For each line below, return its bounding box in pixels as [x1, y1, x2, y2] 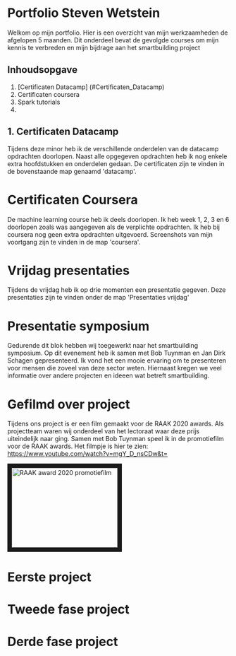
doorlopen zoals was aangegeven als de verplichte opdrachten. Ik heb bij [7, 223, 221, 231]
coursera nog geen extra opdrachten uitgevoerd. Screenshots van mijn [7, 230, 213, 238]
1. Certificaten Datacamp [7, 126, 119, 138]
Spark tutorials [17, 98, 61, 106]
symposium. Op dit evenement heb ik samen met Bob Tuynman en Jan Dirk [7, 348, 226, 358]
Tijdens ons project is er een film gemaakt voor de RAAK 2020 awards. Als [7, 419, 224, 428]
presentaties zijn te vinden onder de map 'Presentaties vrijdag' [7, 293, 190, 302]
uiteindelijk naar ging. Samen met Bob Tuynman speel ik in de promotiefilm [7, 435, 224, 443]
